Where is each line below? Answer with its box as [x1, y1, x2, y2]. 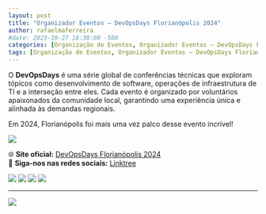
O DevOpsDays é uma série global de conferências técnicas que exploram [8, 71, 253, 79]
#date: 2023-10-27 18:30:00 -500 [8, 33, 119, 42]
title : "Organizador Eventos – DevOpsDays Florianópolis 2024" [8, 19, 222, 27]
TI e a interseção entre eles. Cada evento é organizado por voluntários [8, 87, 238, 96]
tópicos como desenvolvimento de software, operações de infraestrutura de [8, 78, 257, 88]
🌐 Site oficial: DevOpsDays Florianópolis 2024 [8, 150, 161, 159]
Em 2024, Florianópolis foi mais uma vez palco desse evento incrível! [8, 120, 234, 128]
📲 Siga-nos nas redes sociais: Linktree [8, 159, 137, 167]
